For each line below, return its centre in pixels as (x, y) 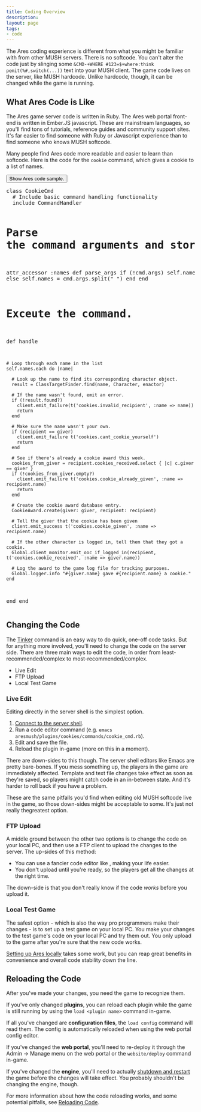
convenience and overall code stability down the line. (72, 960)
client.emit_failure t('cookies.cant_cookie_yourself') (88, 437)
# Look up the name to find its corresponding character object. (95, 379)
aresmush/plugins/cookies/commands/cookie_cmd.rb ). (80, 736)
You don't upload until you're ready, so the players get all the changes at (104, 870)
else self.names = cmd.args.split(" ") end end (77, 279)
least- (169, 652)
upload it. (18, 894)
